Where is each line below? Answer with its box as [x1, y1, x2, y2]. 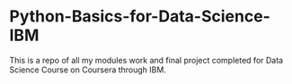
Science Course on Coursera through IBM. [9, 64, 166, 75]
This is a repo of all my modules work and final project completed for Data [9, 55, 284, 65]
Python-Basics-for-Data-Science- [9, 6, 271, 27]
